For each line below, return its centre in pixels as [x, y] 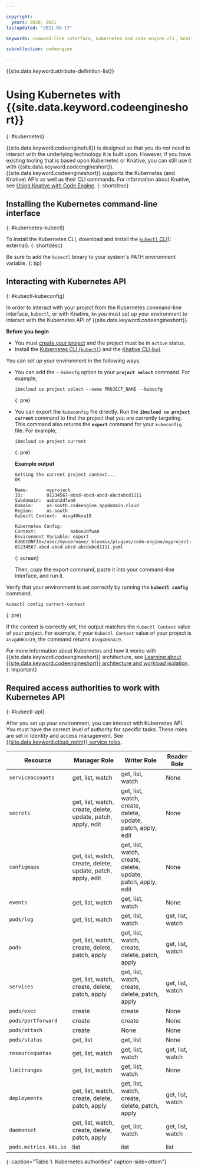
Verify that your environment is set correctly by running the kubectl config [97, 587]
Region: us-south [41, 511]
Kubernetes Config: [39, 526]
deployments [26, 1098]
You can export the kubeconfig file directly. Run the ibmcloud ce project [102, 411]
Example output [34, 463]
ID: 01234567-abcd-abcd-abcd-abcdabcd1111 [78, 495]
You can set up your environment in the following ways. [73, 361]
